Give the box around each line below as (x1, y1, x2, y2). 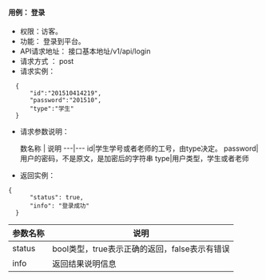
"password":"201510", (29, 97, 102, 105)
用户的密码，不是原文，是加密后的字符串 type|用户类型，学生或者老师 (19, 154, 249, 164)
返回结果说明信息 (52, 258, 117, 270)
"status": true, (29, 194, 84, 202)
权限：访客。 (19, 26, 62, 36)
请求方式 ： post (19, 57, 74, 66)
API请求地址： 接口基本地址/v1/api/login (19, 46, 151, 56)
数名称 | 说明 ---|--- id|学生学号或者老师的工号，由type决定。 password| (19, 144, 259, 153)
